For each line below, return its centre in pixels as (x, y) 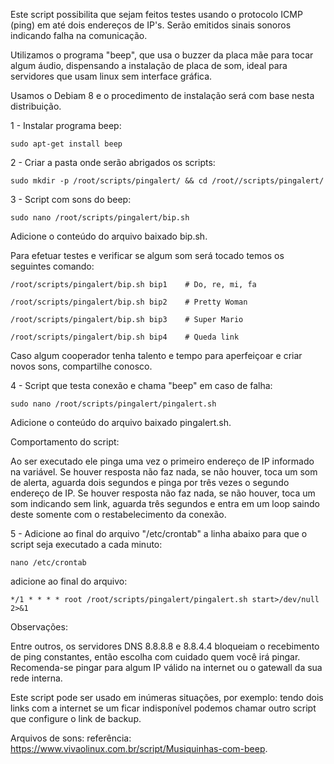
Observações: (39, 627)
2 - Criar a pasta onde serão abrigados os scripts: (113, 162)
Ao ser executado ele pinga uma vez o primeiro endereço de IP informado (162, 461)
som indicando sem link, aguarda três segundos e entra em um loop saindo (165, 503)
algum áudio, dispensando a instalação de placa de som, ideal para (149, 65)
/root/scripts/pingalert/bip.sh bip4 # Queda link (125, 337)
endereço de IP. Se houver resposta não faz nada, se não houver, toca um (163, 493)
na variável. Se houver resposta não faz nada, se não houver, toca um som (164, 472)
